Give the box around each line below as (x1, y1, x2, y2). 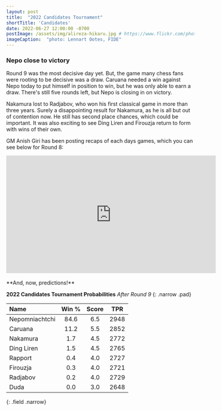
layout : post (6, 8, 39, 15)
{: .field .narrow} (6, 398, 47, 406)
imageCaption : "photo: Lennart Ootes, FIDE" (6, 36, 121, 42)
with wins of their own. (6, 126, 63, 133)
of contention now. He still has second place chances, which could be (6, 113, 178, 120)
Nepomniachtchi (9, 315, 56, 323)
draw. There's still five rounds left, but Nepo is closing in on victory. (6, 89, 172, 96)
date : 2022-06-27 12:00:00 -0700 (6, 25, 90, 32)
